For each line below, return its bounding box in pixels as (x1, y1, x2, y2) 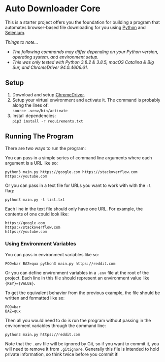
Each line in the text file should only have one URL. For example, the (5, 206, 143, 211)
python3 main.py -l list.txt (5, 197, 65, 202)
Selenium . (5, 30, 26, 35)
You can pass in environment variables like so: (5, 251, 99, 257)
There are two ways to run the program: (5, 145, 86, 151)
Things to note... (5, 39, 38, 45)
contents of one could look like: (5, 211, 69, 217)
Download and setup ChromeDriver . (12, 91, 85, 97)
